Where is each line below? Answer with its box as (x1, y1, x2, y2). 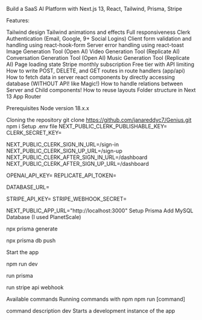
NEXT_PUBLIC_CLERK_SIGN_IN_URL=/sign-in (6, 141, 119, 148)
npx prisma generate (6, 225, 58, 232)
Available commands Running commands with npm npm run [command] (6, 296, 186, 302)
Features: (6, 17, 30, 24)
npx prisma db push (6, 237, 56, 244)
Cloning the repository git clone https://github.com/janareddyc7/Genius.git (6, 116, 192, 123)
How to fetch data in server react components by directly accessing (6, 74, 175, 80)
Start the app (6, 249, 39, 256)
